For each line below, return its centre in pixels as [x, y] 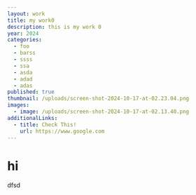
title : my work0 [31, 20]
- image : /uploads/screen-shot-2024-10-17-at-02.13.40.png [101, 112]
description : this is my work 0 [54, 27]
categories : [24, 40]
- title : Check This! [45, 125]
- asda [23, 72]
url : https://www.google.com [62, 131]
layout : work [26, 14]
